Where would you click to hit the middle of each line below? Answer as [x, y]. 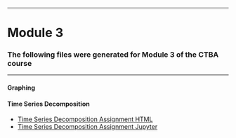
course [20, 64]
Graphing [21, 88]
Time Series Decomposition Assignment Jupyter [87, 127]
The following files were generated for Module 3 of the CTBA [113, 55]
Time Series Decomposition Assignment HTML [85, 119]
